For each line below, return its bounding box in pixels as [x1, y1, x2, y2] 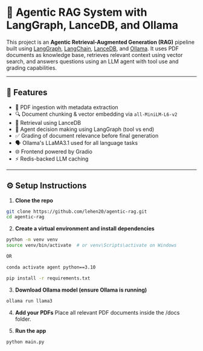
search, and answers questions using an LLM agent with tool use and [6, 58, 179, 65]
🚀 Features [6, 87, 48, 98]
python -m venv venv [6, 236, 59, 243]
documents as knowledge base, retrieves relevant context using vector [6, 51, 183, 58]
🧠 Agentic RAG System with [6, 5, 147, 19]
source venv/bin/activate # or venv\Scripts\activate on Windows [6, 242, 177, 249]
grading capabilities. [6, 64, 57, 72]
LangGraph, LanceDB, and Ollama [6, 18, 179, 32]
